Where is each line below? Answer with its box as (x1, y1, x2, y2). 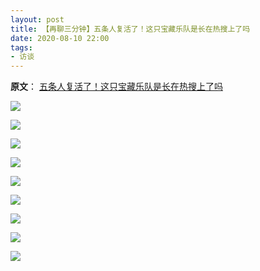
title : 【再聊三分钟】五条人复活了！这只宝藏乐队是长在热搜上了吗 (10, 24, 251, 34)
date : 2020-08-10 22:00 (10, 33, 110, 43)
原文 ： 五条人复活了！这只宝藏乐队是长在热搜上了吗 (10, 81, 223, 93)
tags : (10, 42, 33, 53)
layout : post (10, 14, 65, 25)
